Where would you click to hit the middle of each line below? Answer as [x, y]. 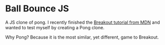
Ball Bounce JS [37, 9]
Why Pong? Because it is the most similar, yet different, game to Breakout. [82, 37]
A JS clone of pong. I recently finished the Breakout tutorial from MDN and [83, 22]
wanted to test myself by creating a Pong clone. [55, 27]
